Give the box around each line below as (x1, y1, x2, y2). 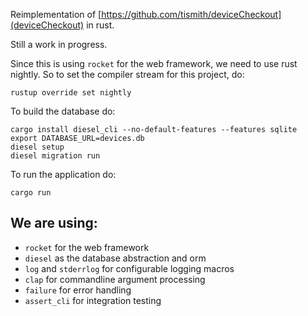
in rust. (86, 19, 115, 31)
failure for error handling (24, 284, 132, 296)
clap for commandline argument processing (24, 273, 206, 285)
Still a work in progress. (10, 39, 108, 50)
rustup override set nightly (10, 88, 132, 98)
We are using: (10, 215, 98, 232)
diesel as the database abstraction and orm (24, 252, 207, 264)
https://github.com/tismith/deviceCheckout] (101, 9, 282, 20)
